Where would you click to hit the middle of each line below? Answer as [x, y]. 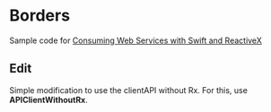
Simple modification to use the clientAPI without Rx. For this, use [129, 90]
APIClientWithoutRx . [48, 99]
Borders [39, 16]
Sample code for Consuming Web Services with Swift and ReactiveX [135, 40]
